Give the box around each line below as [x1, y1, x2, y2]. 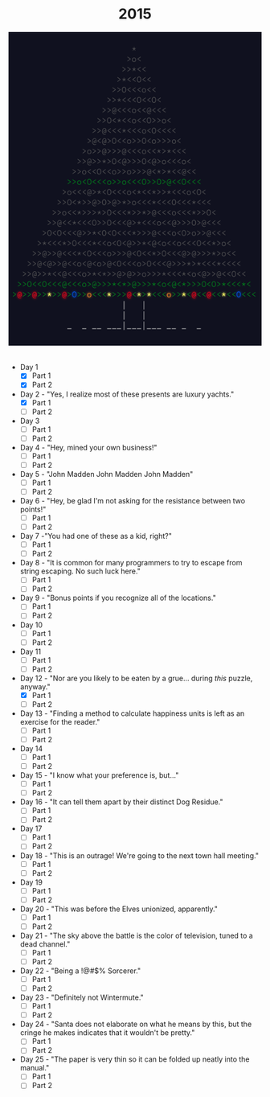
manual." [19, 1063, 50, 1073]
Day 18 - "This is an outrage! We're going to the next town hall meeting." [19, 850, 260, 861]
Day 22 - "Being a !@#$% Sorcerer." [19, 966, 141, 976]
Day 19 [19, 877, 43, 887]
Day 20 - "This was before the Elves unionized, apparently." [19, 904, 219, 914]
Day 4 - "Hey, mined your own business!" [19, 442, 158, 452]
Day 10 [19, 620, 43, 630]
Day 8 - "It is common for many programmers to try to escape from [19, 558, 243, 568]
